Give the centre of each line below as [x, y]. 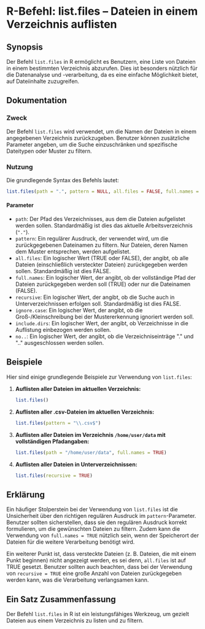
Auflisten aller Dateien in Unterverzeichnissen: [76, 464]
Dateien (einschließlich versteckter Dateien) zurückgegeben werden [101, 264]
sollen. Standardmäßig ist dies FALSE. [63, 271]
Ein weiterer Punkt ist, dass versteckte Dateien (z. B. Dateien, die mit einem [101, 554]
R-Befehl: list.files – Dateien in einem [102, 11]
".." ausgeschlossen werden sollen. [60, 343]
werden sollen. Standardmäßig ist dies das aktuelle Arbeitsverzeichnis [104, 226]
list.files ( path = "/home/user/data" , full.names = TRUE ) [91, 452]
